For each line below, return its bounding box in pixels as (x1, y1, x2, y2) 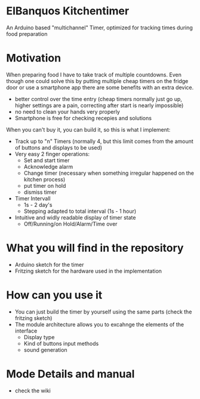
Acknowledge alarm (23, 163, 73, 170)
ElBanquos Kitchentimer (6, 4, 130, 18)
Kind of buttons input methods (23, 340, 99, 347)
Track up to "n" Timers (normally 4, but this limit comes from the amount (14, 138, 194, 145)
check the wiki (14, 387, 51, 394)
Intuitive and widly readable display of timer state (14, 214, 136, 221)
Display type (23, 333, 55, 340)
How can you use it (6, 288, 103, 301)
